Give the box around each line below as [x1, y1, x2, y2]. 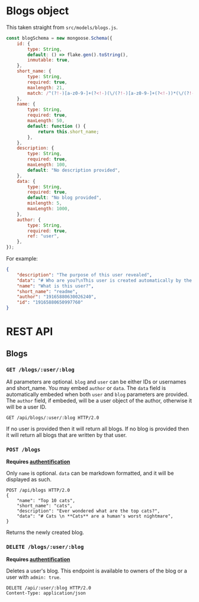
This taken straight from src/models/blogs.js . [6, 24, 118, 31]
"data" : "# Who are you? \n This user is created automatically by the [17, 277, 192, 284]
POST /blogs [6, 446, 41, 453]
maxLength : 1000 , [27, 206, 70, 212]
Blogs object [6, 4, 69, 18]
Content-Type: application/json [6, 590, 86, 596]
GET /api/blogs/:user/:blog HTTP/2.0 [6, 414, 99, 421]
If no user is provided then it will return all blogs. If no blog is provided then [6, 425, 190, 432]
